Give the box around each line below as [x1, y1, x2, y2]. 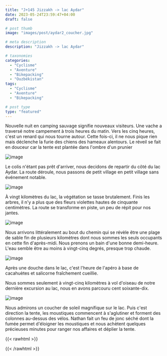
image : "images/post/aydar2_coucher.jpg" [5, 31, 94, 36]
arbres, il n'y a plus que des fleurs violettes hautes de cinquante [5, 199, 138, 205]
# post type [5, 104, 30, 110]
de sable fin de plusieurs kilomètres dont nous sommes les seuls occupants [5, 235, 162, 241]
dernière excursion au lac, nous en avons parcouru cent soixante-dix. [5, 285, 149, 292]
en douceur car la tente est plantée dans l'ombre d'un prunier [5, 144, 133, 150]
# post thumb [5, 26, 33, 31]
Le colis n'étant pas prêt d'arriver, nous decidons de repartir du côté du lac [5, 164, 161, 170]
